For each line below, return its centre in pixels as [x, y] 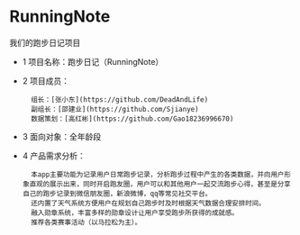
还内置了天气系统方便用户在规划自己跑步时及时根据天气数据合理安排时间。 [148, 203]
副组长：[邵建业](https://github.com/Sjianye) [115, 109]
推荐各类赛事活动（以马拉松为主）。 [86, 222]
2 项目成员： [46, 81]
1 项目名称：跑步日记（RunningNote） [93, 61]
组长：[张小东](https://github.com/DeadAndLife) [120, 99]
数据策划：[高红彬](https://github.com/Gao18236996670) [132, 119]
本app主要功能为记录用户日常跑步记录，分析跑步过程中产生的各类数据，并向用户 [158, 174]
